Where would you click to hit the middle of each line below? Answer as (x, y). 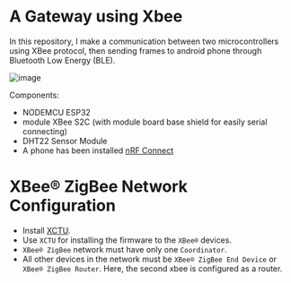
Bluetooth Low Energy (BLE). (62, 60)
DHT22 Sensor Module (65, 141)
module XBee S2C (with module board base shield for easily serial (145, 122)
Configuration (63, 206)
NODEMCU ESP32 (57, 112)
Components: (35, 95)
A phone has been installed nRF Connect (97, 150)
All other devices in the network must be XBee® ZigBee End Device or (149, 259)
